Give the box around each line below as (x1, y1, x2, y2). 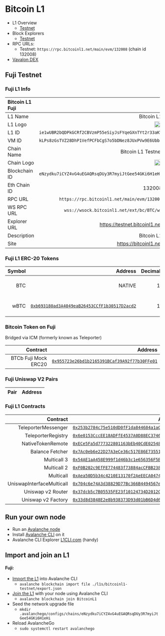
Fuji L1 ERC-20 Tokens (5, 255, 59, 262)
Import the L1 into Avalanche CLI (12, 576, 78, 582)
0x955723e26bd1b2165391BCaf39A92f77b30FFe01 (52, 358, 158, 364)
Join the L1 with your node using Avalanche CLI (12, 591, 108, 596)
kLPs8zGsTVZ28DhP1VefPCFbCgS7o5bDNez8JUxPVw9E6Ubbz (39, 137, 163, 143)
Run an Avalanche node (12, 526, 60, 532)
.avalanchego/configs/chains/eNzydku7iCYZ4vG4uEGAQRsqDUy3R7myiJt (19, 611, 159, 617)
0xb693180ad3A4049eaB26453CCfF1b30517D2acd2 (30, 303, 137, 309)
